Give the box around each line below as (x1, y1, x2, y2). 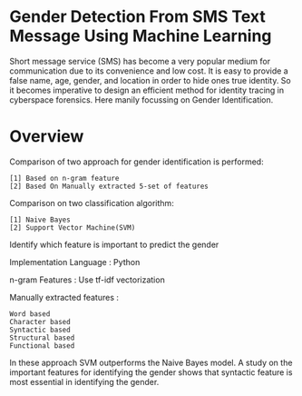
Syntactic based (9, 325, 71, 334)
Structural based (9, 333, 75, 342)
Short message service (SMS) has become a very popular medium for (9, 55, 270, 66)
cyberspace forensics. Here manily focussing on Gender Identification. (9, 94, 274, 105)
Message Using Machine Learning (9, 25, 272, 46)
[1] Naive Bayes (9, 215, 71, 224)
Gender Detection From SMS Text (9, 6, 266, 27)
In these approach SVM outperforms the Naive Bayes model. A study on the (9, 357, 293, 368)
